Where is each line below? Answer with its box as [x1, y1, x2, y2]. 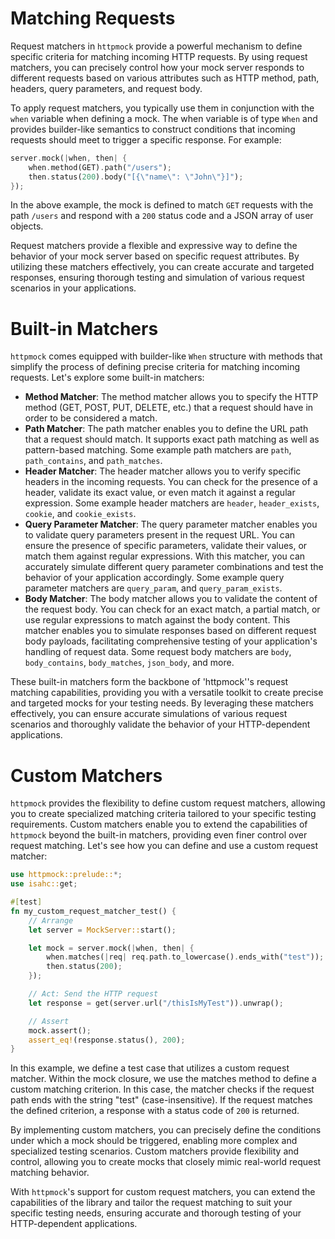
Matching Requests [10, 7, 176, 30]
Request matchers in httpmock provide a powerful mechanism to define [10, 40, 303, 52]
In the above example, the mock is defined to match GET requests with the [10, 199, 314, 211]
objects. [10, 220, 44, 232]
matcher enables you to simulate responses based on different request [24, 625, 317, 637]
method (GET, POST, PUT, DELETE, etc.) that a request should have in [24, 402, 314, 414]
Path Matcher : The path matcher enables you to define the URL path [24, 423, 309, 435]
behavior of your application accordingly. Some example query [24, 572, 285, 584]
